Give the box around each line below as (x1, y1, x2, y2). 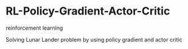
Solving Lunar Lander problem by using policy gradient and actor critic (5, 36, 183, 43)
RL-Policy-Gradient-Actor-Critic (5, 4, 170, 18)
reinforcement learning (5, 24, 63, 31)
